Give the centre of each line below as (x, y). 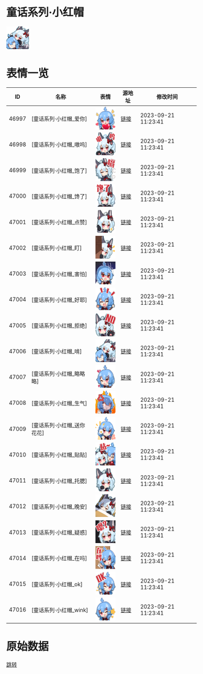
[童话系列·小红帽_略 (56, 373)
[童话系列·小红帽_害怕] (59, 274)
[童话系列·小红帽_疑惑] (59, 532)
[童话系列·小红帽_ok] (57, 584)
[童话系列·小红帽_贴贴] (59, 455)
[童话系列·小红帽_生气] (59, 403)
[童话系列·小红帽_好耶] (59, 299)
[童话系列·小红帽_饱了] (59, 170)
